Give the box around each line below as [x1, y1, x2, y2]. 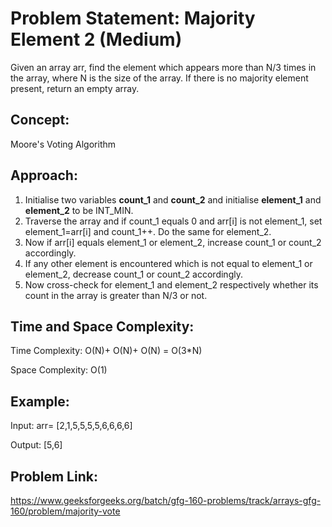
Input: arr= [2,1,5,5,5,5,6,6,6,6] [10, 420, 133, 432]
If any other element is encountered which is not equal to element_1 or [24, 257, 313, 269]
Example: [10, 393, 70, 410]
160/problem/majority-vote [10, 505, 121, 517]
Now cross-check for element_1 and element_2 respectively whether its [24, 278, 319, 291]
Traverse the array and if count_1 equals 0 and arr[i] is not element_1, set [24, 215, 323, 227]
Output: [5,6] [10, 439, 63, 451]
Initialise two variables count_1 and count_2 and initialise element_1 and [24, 193, 322, 206]
